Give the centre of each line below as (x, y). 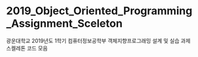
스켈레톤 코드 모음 (27, 48)
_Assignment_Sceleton (64, 23)
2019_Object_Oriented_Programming (99, 11)
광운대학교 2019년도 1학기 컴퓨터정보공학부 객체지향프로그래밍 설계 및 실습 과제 (98, 40)
